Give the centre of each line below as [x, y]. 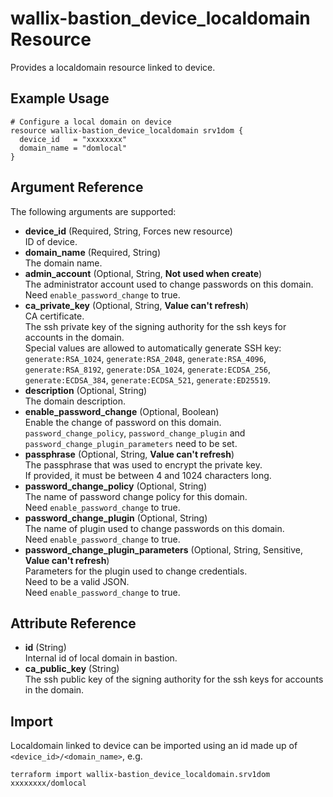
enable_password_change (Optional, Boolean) [122, 411]
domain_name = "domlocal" [73, 148]
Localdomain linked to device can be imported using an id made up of [154, 746]
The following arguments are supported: [93, 211]
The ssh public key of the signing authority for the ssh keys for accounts [174, 679]
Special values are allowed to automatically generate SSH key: [153, 348]
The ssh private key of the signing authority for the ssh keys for [155, 326]
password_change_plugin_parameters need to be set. [131, 443]
